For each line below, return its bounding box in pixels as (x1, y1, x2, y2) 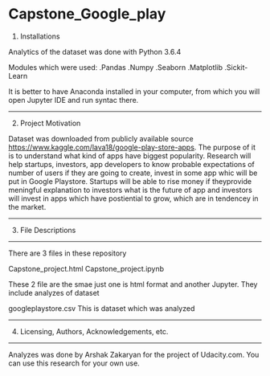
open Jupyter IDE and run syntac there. (8, 95, 139, 104)
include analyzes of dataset (8, 288, 100, 297)
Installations (19, 31, 60, 41)
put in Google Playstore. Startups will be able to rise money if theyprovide (8, 176, 252, 186)
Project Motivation (19, 118, 81, 128)
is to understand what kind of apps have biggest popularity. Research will (8, 150, 252, 161)
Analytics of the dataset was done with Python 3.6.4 (8, 47, 182, 56)
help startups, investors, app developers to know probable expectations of (8, 159, 256, 169)
